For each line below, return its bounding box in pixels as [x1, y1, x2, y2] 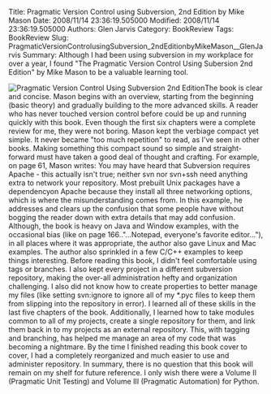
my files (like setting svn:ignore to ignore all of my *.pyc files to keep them [8, 290, 256, 300]
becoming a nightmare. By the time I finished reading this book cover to [8, 342, 247, 352]
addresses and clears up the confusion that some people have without [8, 204, 244, 214]
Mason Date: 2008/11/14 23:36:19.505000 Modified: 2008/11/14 [8, 15, 220, 25]
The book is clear [204, 83, 263, 93]
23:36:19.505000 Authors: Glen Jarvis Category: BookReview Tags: [8, 24, 234, 33]
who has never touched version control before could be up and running [8, 109, 247, 119]
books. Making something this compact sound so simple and [8, 144, 212, 153]
